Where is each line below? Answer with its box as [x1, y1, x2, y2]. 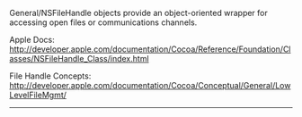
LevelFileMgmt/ [9, 89, 67, 100]
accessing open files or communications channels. [9, 17, 198, 28]
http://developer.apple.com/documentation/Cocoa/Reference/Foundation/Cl [9, 44, 291, 54]
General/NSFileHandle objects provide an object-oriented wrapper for [9, 8, 268, 18]
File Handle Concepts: [9, 71, 92, 81]
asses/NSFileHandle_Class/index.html [9, 54, 150, 63]
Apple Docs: [9, 35, 56, 45]
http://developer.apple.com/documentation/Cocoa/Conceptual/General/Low [9, 80, 291, 90]
